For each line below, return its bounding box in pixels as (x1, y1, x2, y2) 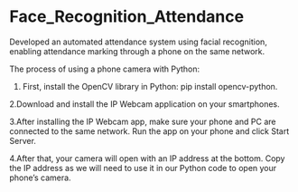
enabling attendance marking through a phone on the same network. (9, 45, 265, 56)
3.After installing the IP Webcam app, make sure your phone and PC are (9, 116, 276, 127)
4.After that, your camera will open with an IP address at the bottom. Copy (9, 152, 285, 164)
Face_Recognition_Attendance (9, 6, 245, 27)
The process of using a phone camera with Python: (9, 63, 200, 74)
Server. (9, 135, 36, 146)
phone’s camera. (9, 172, 71, 183)
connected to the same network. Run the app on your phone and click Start (9, 125, 290, 137)
